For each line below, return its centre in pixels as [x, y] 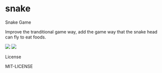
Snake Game [18, 22]
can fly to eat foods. [26, 37]
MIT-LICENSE [19, 66]
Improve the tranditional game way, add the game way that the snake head [81, 32]
